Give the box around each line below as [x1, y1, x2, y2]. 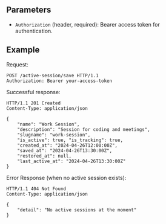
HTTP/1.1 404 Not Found [6, 185, 67, 192]
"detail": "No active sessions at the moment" [17, 206, 137, 213]
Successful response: [6, 88, 61, 95]
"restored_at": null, [17, 153, 71, 159]
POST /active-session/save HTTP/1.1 [6, 72, 99, 78]
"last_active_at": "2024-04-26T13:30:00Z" [17, 158, 126, 164]
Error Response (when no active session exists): [6, 174, 127, 181]
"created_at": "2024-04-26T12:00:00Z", [17, 142, 118, 149]
